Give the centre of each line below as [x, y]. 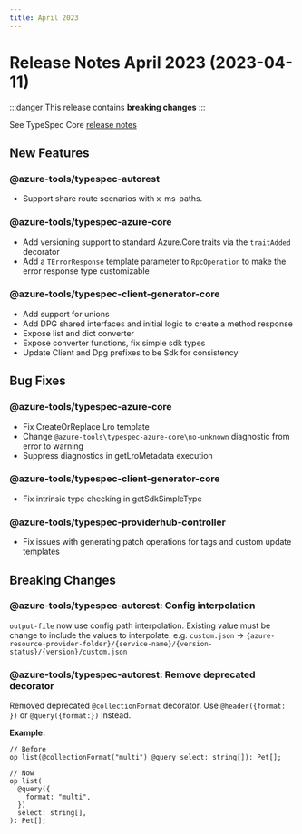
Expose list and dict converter [78, 333]
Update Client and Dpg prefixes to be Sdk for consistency [130, 352]
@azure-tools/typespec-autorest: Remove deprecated [132, 674]
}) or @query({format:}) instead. [70, 715]
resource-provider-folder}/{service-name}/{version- [111, 644]
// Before [28, 750]
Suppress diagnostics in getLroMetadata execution [117, 455]
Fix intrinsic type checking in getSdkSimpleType [112, 499]
